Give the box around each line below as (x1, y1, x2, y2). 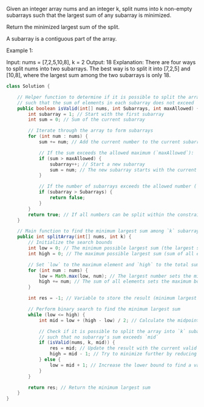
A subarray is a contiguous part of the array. (6, 35, 117, 42)
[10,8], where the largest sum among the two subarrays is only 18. (6, 72, 171, 78)
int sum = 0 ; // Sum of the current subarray (28, 116, 146, 123)
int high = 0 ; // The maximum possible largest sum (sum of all (28, 251, 194, 257)
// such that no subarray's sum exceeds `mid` (38, 334, 159, 340)
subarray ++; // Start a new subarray (49, 161, 146, 167)
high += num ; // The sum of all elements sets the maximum (38, 278, 191, 284)
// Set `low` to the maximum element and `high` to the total (28, 261, 189, 267)
